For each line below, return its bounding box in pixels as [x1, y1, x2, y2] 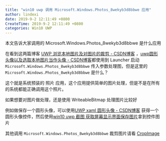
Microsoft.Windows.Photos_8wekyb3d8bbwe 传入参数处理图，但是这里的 [5, 63, 148, 69]
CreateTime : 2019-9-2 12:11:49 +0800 [5, 21, 83, 26]
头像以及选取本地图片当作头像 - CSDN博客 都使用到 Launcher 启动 [5, 57, 140, 63]
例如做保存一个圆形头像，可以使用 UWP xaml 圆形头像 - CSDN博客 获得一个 [5, 108, 159, 114]
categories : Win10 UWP [5, 26, 52, 31]
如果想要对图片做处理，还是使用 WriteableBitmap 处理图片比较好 [5, 97, 138, 103]
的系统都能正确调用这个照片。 [5, 86, 66, 92]
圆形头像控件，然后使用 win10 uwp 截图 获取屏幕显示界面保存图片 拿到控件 [5, 114, 156, 120]
